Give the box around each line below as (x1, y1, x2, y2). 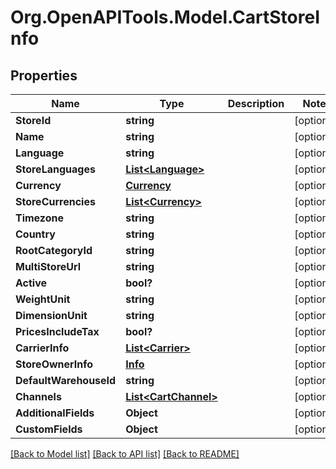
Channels (15, 390, 62, 403)
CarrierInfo (15, 341, 70, 355)
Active (15, 276, 48, 290)
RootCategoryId (15, 244, 93, 257)
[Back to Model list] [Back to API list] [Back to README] (10, 448, 240, 460)
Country (15, 227, 56, 241)
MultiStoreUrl (15, 260, 82, 273)
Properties (10, 67, 78, 84)
